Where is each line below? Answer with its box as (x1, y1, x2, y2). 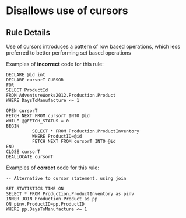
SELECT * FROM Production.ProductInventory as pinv (6, 191, 134, 197)
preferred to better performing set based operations (6, 49, 131, 56)
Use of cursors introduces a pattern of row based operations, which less (6, 43, 181, 50)
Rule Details (6, 28, 51, 38)
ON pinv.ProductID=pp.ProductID (6, 201, 85, 207)
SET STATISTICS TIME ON (6, 186, 64, 192)
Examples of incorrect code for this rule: (6, 60, 104, 67)
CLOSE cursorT (6, 149, 41, 155)
